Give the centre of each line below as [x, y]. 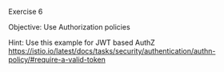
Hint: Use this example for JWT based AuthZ [82, 42]
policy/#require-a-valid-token [57, 60]
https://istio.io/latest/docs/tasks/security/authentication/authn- [112, 51]
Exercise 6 [26, 12]
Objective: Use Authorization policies [69, 27]
